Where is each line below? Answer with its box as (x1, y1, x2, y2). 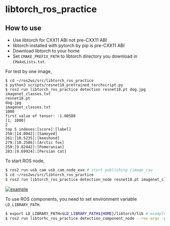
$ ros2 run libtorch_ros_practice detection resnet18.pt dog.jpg (5, 87, 146, 92)
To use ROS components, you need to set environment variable (5, 196, 137, 202)
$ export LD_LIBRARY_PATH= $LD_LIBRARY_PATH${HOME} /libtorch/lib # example (5, 211, 166, 216)
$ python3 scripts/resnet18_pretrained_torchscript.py (5, 82, 123, 87)
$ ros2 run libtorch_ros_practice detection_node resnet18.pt (5, 177, 139, 182)
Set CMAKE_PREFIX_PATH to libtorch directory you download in (12, 53, 138, 59)
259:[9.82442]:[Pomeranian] (5, 145, 65, 150)
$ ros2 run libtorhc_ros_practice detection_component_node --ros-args (5, 216, 159, 221)
